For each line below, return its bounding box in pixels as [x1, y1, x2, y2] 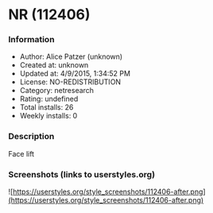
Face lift [8, 149, 34, 158]
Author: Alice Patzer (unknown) [19, 52, 123, 61]
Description [8, 131, 55, 142]
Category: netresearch [19, 86, 94, 95]
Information [8, 34, 55, 45]
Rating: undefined [19, 94, 79, 104]
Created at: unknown [19, 60, 89, 70]
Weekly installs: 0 [19, 111, 78, 121]
